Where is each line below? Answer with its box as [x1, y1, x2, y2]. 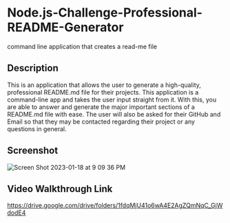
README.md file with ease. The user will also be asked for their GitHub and [7, 110, 221, 118]
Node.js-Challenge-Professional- [7, 5, 203, 21]
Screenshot [7, 145, 59, 157]
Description [7, 62, 59, 74]
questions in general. [7, 124, 67, 133]
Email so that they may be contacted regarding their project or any [7, 117, 195, 126]
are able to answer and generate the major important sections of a [7, 102, 195, 111]
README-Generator [7, 19, 124, 35]
